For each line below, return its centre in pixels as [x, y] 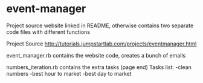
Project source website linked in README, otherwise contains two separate [100, 25]
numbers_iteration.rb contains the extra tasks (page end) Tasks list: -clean [99, 67]
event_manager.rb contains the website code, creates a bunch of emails [96, 55]
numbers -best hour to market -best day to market [69, 73]
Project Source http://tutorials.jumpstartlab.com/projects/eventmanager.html [101, 44]
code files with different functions [48, 32]
